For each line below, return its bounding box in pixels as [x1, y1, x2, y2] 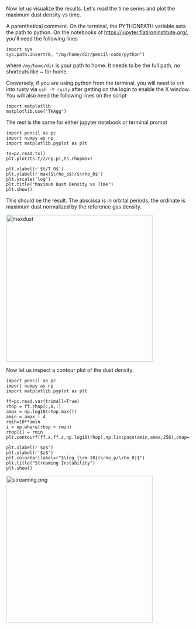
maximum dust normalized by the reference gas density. [6, 203, 142, 210]
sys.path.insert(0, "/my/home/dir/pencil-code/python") [6, 52, 145, 58]
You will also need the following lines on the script [6, 92, 127, 99]
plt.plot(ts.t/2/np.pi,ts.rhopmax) [6, 156, 93, 162]
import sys [6, 46, 33, 52]
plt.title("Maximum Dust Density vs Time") [6, 181, 114, 187]
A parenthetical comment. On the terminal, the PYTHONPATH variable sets [6, 23, 186, 29]
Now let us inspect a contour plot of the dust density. [6, 366, 134, 374]
